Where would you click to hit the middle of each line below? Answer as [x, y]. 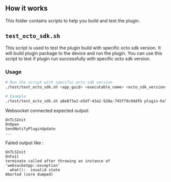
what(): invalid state [35, 170]
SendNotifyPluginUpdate [31, 129]
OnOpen [12, 124]
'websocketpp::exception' [33, 166]
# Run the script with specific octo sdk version [59, 82]
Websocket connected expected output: [47, 111]
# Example [16, 96]
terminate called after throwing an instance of [58, 161]
